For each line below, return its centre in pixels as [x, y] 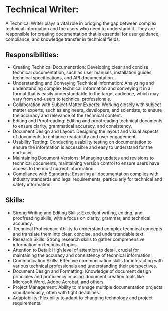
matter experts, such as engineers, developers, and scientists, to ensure [87, 110]
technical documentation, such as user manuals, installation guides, [83, 72]
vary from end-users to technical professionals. [62, 99]
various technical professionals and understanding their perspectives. [85, 266]
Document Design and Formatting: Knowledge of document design [82, 271]
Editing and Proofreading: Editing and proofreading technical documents [88, 120]
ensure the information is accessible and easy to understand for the [83, 147]
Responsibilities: [32, 55]
